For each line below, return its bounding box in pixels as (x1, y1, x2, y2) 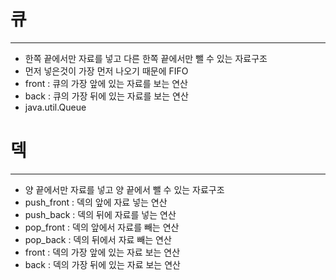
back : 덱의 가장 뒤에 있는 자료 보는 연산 (24, 258, 181, 270)
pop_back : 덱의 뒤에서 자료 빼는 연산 (24, 233, 172, 245)
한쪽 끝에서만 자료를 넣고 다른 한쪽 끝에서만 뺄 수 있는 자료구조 (24, 52, 268, 64)
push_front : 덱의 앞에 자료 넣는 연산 (24, 196, 168, 208)
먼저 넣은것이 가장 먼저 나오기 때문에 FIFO (24, 65, 189, 77)
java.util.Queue (24, 101, 87, 113)
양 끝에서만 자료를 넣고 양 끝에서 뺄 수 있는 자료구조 (24, 183, 225, 195)
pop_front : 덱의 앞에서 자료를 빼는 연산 (24, 221, 180, 233)
